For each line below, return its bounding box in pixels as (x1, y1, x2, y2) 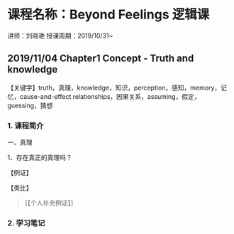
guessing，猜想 (7, 101, 53, 110)
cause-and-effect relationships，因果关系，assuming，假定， (19, 92, 201, 100)
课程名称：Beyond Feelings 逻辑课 (7, 6, 210, 23)
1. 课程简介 (7, 120, 44, 130)
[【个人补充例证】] (24, 198, 74, 207)
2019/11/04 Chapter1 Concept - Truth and (7, 53, 194, 65)
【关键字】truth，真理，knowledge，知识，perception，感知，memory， (7, 83, 221, 92)
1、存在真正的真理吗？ (7, 154, 72, 162)
